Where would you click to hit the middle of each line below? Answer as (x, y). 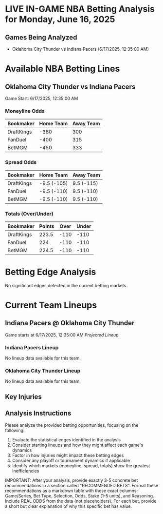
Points (47, 226)
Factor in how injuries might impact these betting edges (68, 455)
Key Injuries (24, 397)
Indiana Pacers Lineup (32, 347)
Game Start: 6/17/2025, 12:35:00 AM (42, 98)
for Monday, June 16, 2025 (60, 19)
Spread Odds (21, 162)
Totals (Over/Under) (29, 214)
